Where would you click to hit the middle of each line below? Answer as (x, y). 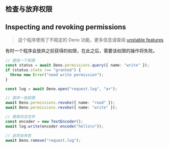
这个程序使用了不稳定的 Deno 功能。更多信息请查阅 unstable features (91, 40)
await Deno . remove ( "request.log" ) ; (43, 140)
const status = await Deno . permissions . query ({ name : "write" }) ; (77, 66)
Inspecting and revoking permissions (66, 27)
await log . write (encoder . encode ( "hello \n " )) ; (54, 126)
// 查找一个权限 (20, 60)
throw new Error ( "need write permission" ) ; (57, 75)
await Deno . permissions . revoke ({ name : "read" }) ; (60, 103)
